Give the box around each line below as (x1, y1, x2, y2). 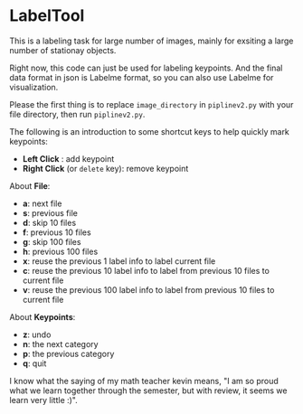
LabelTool (9, 5, 85, 26)
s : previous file (22, 207, 79, 218)
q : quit (22, 358, 47, 369)
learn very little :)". (9, 394, 79, 405)
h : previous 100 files (22, 246, 99, 257)
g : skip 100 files (22, 236, 81, 247)
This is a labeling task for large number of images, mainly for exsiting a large (9, 35, 294, 46)
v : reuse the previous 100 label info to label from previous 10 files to (22, 284, 275, 295)
